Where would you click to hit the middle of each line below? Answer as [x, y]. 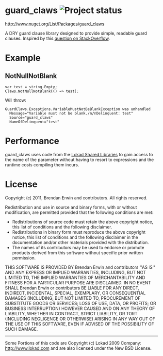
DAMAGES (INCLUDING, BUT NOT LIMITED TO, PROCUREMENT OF [73, 298]
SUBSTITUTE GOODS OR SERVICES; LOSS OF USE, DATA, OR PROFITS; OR [81, 303]
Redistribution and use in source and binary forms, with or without [71, 207]
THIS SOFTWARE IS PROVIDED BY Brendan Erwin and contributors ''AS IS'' [80, 267]
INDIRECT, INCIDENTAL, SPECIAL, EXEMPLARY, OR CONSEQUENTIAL [75, 293]
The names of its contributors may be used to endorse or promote [78, 247]
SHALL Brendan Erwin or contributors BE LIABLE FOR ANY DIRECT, [72, 288]
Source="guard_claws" [31, 117]
